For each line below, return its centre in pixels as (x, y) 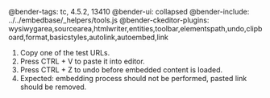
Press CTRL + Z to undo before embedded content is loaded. (121, 70)
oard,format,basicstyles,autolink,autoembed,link (89, 37)
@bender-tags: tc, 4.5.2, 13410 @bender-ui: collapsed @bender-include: (129, 12)
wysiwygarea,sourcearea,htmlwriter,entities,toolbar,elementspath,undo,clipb (135, 29)
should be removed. (53, 87)
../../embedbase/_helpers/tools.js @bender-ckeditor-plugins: (109, 20)
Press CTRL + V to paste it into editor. (82, 61)
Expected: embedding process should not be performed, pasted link (133, 78)
